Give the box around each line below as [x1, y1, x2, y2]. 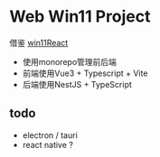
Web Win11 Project [9, 6, 151, 27]
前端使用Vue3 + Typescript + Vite [22, 68, 148, 78]
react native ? [22, 139, 74, 150]
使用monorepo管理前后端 [22, 56, 118, 67]
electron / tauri [22, 129, 79, 141]
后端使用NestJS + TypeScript [22, 78, 133, 89]
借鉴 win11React [9, 37, 69, 48]
